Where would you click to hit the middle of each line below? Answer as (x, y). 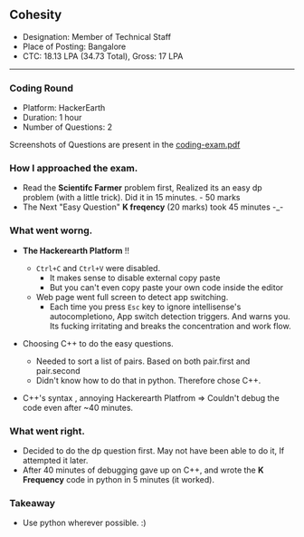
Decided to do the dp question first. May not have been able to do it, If (153, 451)
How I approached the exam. (74, 169)
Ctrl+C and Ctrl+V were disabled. (98, 268)
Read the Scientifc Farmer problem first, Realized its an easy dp (142, 188)
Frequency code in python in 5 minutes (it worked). (119, 479)
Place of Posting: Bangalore (74, 46)
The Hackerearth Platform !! (76, 250)
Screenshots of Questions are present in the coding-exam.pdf (125, 145)
